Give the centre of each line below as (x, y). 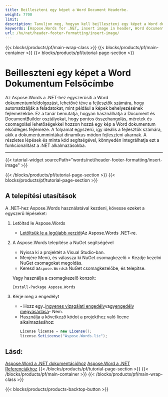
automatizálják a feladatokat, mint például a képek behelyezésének (74, 108)
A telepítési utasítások (41, 196)
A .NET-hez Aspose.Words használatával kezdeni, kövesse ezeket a (75, 208)
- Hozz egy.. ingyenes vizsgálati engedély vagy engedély (77, 306)
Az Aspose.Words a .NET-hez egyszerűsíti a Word (57, 97)
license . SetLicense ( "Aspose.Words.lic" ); (63, 336)
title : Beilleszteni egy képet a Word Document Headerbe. (67, 10)
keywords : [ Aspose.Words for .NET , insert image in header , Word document (85, 29)
